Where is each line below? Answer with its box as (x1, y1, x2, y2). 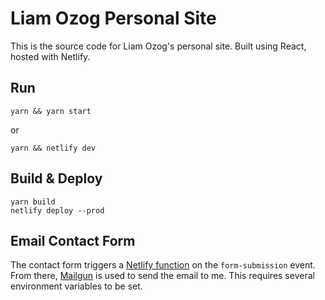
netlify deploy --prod (10, 205, 105, 216)
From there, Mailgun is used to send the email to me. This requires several (10, 270, 315, 282)
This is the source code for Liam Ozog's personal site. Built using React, (10, 40, 307, 52)
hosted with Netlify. (10, 50, 91, 62)
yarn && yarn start (10, 106, 92, 116)
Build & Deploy (10, 170, 103, 187)
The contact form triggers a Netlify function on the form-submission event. (10, 259, 316, 271)
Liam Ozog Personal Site (10, 7, 217, 30)
